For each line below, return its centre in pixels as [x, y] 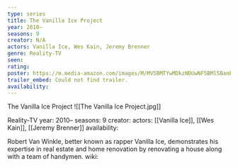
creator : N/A [27, 40]
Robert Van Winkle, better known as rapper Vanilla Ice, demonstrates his [113, 142]
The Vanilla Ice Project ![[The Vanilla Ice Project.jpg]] [84, 106]
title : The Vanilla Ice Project [55, 21]
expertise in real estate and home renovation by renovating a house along [115, 149]
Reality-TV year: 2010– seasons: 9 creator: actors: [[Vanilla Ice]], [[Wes [111, 121]
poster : [19, 73]
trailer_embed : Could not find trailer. [68, 80]
